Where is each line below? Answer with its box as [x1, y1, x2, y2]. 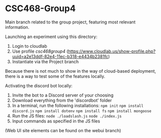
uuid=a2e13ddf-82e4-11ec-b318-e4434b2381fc [12, 53, 108, 59]
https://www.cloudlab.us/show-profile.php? [68, 48, 156, 54]
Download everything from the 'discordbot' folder [12, 97, 112, 103]
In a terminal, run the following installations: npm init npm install [12, 102, 144, 108]
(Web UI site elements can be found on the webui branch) [5, 127, 121, 133]
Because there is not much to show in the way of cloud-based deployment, [5, 68, 156, 74]
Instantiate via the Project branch [12, 59, 79, 64]
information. [5, 24, 30, 30]
